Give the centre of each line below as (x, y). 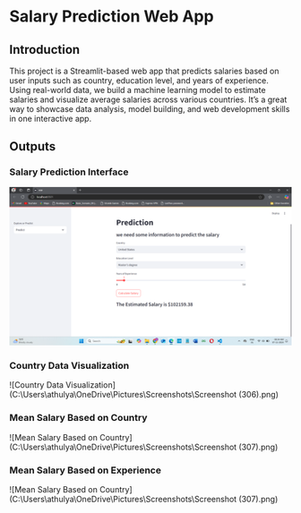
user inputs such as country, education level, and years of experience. (139, 81)
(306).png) (259, 395)
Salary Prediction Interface (69, 172)
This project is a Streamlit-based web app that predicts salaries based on (144, 71)
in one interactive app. (51, 119)
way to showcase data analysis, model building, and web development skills (150, 109)
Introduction (45, 50)
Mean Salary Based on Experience (85, 470)
